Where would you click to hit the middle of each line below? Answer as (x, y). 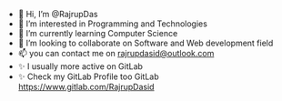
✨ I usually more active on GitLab (81, 66)
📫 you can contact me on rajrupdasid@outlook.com (116, 53)
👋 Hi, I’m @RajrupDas (58, 14)
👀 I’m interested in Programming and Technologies (112, 24)
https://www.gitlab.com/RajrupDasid (86, 87)
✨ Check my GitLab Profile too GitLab (88, 76)
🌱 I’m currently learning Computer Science (98, 33)
